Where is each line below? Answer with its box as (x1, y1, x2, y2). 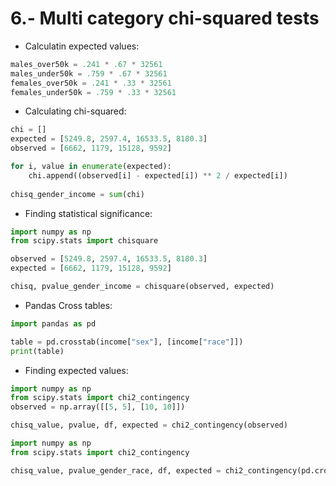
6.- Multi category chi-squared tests (10, 7, 320, 30)
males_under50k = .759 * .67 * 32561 (10, 68, 168, 79)
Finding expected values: (24, 364, 129, 376)
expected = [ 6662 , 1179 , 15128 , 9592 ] (10, 263, 172, 274)
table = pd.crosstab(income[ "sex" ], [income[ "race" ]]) (10, 337, 244, 347)
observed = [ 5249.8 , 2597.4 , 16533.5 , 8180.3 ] (10, 254, 208, 264)
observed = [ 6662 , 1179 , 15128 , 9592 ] (10, 143, 172, 154)
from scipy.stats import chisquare (10, 236, 159, 246)
